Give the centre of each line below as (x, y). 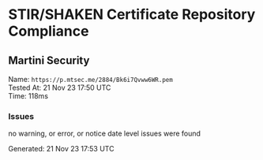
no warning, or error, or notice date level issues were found (105, 134)
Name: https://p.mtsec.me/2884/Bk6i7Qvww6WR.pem (91, 79)
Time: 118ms (28, 96)
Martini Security (49, 60)
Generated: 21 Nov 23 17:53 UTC (61, 149)
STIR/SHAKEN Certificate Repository (132, 15)
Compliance (49, 31)
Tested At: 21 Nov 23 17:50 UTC (60, 87)
